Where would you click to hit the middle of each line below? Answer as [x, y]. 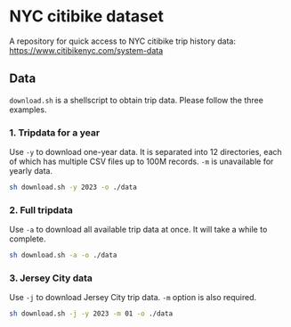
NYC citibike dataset [87, 16]
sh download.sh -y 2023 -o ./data [73, 188]
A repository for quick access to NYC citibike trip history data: [123, 41]
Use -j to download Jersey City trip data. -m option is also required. [133, 298]
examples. [28, 110]
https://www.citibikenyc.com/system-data [86, 50]
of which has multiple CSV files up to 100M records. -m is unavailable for [141, 161]
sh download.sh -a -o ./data [63, 256]
